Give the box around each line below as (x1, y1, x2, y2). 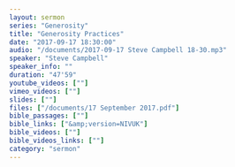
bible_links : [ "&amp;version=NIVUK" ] (9, 120, 148, 129)
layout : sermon (9, 12, 65, 22)
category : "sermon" (9, 144, 81, 153)
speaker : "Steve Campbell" (9, 54, 109, 63)
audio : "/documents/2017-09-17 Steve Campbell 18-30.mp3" (9, 46, 227, 55)
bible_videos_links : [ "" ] (9, 136, 104, 145)
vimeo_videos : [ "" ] (9, 87, 81, 95)
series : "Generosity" (9, 21, 89, 30)
